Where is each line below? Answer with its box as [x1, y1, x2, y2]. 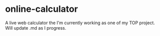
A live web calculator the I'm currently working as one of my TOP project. [5, 20, 155, 26]
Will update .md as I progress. [5, 25, 67, 31]
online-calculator [5, 3, 78, 15]
